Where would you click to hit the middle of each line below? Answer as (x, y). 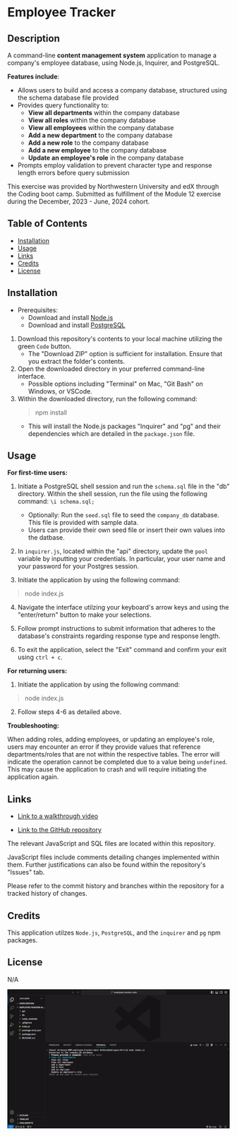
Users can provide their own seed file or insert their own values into (127, 530)
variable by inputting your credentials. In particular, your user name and (121, 559)
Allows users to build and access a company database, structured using (122, 90)
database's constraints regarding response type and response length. (119, 636)
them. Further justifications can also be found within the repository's (107, 865)
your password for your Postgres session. (78, 567)
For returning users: (37, 671)
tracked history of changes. (48, 894)
